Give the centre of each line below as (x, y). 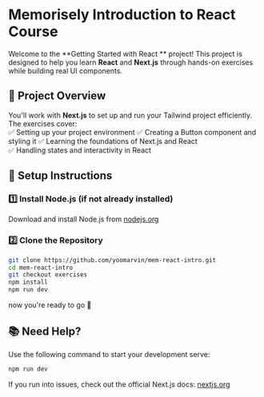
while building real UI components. (65, 70)
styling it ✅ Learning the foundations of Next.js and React (103, 141)
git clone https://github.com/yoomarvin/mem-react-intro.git (112, 260)
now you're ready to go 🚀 (50, 305)
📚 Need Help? (45, 331)
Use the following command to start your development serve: (109, 354)
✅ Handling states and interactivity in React (80, 150)
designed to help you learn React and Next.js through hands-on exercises (131, 62)
